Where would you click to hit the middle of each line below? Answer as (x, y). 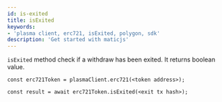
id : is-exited (28, 14)
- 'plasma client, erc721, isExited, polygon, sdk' (84, 33)
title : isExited (31, 20)
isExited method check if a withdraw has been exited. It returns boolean (111, 59)
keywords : (22, 27)
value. (16, 67)
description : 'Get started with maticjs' (68, 40)
